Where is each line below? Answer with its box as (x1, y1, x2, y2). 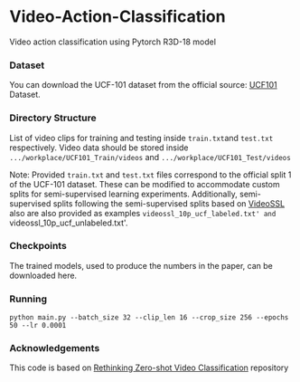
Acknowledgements (9, 342, 100, 355)
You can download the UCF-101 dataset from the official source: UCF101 (9, 80, 277, 91)
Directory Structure (9, 111, 97, 124)
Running (9, 292, 48, 305)
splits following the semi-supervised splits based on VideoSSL (52, 197, 286, 209)
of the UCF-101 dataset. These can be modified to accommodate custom (9, 178, 280, 189)
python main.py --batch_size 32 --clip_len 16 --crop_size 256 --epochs (9, 313, 289, 322)
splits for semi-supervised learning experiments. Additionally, (9, 188, 238, 199)
